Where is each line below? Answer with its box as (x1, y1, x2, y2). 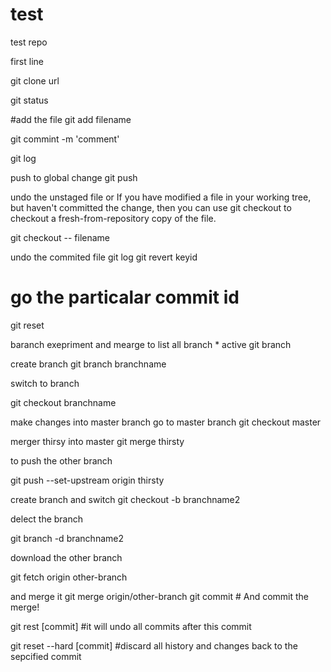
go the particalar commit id (10, 286, 240, 309)
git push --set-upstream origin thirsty (10, 474, 165, 486)
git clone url (10, 74, 60, 87)
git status (10, 94, 49, 106)
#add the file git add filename (10, 113, 132, 125)
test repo (10, 36, 48, 48)
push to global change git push (10, 171, 138, 183)
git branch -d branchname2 (10, 532, 124, 544)
